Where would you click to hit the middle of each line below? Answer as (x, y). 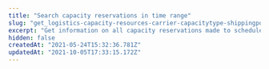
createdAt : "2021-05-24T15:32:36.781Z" (75, 45)
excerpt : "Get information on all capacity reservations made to (119, 30)
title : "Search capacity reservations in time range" (100, 15)
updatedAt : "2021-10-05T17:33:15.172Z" (75, 52)
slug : (17, 23)
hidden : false (32, 38)
